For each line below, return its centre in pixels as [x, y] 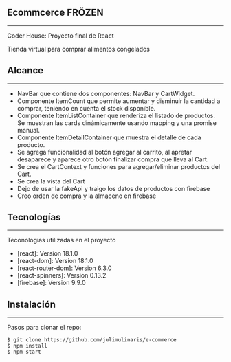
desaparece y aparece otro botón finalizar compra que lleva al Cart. [113, 159]
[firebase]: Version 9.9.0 [51, 283]
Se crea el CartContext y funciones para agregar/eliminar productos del [119, 166]
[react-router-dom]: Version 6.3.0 [64, 268]
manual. [28, 130]
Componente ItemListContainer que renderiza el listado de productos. [116, 115]
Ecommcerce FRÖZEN [56, 13]
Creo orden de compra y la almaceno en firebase [87, 196]
